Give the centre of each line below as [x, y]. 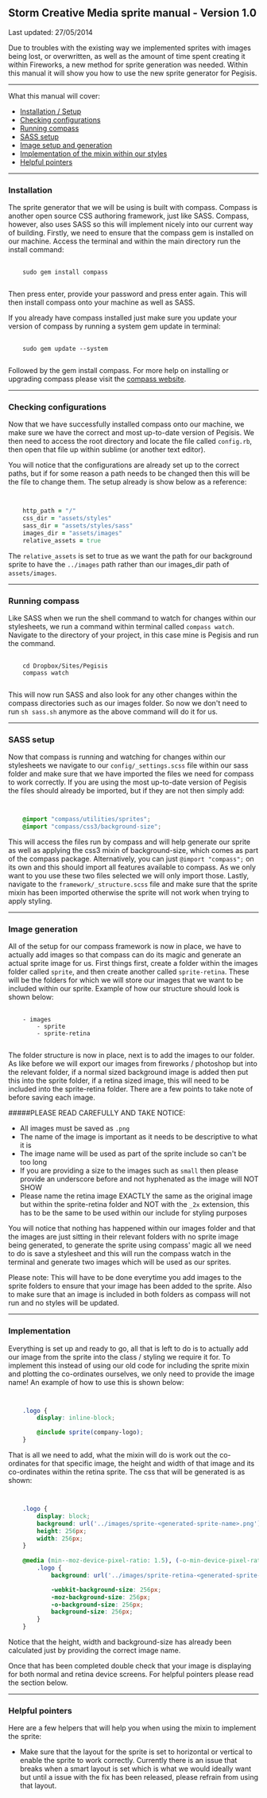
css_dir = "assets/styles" [67, 519]
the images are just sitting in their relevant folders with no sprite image [124, 1237]
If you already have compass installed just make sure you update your [123, 318]
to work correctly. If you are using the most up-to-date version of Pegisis [128, 782]
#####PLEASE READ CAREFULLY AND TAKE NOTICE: [97, 1113]
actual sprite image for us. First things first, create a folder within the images [133, 963]
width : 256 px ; [60, 1539]
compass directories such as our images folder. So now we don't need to [128, 702]
